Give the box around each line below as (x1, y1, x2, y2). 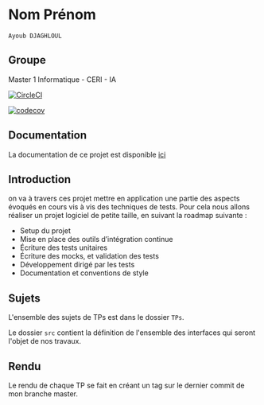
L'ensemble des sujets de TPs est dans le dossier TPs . (8, 313, 184, 322)
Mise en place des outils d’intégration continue (19, 235, 173, 244)
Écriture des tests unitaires (19, 243, 108, 252)
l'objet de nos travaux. (8, 337, 82, 346)
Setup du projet (19, 226, 72, 236)
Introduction (8, 173, 72, 186)
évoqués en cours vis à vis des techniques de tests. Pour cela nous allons (8, 202, 250, 212)
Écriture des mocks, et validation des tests (19, 251, 159, 261)
